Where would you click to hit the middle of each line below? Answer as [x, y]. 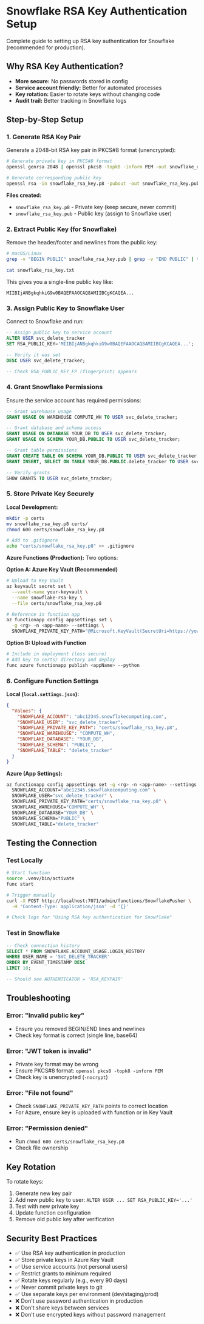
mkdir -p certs [25, 518]
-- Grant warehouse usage [39, 412]
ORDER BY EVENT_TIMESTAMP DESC [46, 963]
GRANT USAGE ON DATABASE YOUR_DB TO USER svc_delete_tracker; [87, 434]
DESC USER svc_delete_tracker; [46, 360]
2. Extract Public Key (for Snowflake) [62, 229]
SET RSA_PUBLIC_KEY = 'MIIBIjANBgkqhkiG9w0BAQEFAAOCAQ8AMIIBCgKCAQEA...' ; [100, 344]
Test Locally [25, 860]
